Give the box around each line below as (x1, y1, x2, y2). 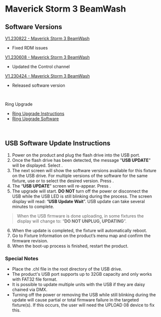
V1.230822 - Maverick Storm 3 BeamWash (5, 35, 90, 41)
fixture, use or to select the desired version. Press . (12, 178, 114, 184)
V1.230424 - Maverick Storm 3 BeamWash (5, 73, 90, 79)
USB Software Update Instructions (5, 139, 111, 147)
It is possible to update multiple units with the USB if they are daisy (12, 282, 145, 287)
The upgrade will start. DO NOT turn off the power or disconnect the (12, 188, 148, 194)
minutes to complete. (12, 204, 55, 209)
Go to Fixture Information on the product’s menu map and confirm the (12, 233, 151, 238)
